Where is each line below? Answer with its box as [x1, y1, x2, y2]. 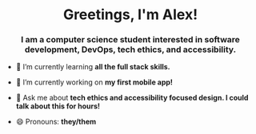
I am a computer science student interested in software [21, 34, 240, 45]
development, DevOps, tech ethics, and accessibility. [24, 44, 237, 55]
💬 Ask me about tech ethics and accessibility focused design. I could [15, 93, 249, 103]
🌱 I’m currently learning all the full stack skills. [15, 62, 170, 72]
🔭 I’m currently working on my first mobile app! [15, 77, 174, 87]
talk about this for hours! [15, 101, 101, 111]
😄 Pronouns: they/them [15, 117, 97, 127]
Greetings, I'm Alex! [62, 6, 198, 24]
